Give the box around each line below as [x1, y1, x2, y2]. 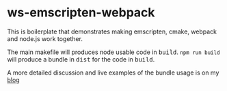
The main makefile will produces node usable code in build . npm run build [7, 48, 220, 56]
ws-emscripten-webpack [7, 5, 155, 21]
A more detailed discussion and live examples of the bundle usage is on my [7, 68, 219, 77]
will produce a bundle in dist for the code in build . [7, 55, 155, 63]
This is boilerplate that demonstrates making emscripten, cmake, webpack [7, 27, 217, 36]
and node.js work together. [7, 34, 83, 42]
